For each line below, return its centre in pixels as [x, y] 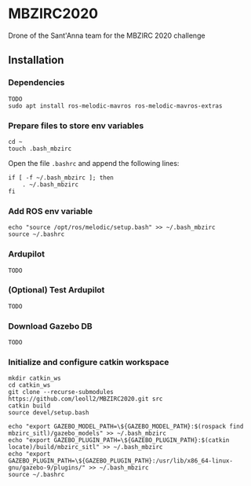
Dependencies [36, 83]
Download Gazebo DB [50, 326]
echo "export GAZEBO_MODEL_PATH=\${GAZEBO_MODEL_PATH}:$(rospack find [126, 427]
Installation [36, 60]
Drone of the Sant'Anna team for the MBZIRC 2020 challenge [107, 35]
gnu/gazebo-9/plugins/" [47, 468]
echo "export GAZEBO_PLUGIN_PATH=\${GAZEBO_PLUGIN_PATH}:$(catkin [119, 440]
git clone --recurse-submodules [61, 392]
